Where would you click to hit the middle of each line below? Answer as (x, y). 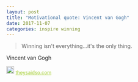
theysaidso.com (34, 73)
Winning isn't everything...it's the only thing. (77, 46)
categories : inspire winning (43, 29)
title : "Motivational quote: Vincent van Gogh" (68, 18)
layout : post (23, 12)
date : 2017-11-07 (28, 23)
